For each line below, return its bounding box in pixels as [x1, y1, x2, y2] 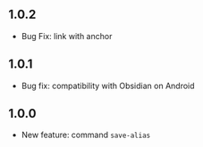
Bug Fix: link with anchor [21, 30, 113, 41]
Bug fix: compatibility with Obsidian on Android [21, 80, 195, 91]
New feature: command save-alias [21, 129, 151, 141]
